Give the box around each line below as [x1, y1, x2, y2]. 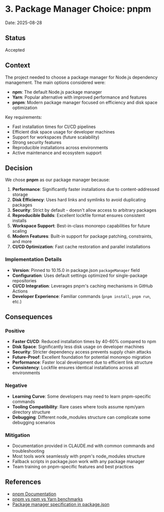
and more [12, 239, 32, 244]
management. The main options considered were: [5, 80, 106, 85]
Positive [5, 327, 25, 334]
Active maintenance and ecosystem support [12, 150, 102, 156]
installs [12, 217, 27, 224]
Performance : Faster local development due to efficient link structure [12, 359, 153, 365]
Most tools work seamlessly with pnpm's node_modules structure [12, 453, 145, 459]
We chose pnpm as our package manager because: [5, 177, 110, 183]
